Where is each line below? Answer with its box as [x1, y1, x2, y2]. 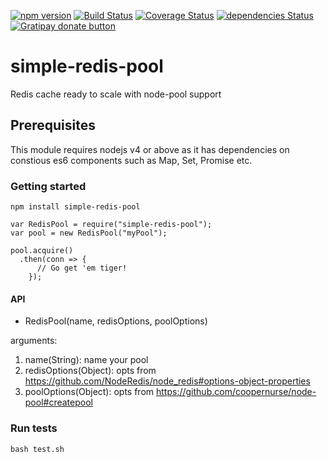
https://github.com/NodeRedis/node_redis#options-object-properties [24, 375, 311, 387]
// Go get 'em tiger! [36, 263, 128, 274]
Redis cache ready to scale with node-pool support [10, 88, 222, 100]
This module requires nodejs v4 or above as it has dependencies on [10, 143, 290, 155]
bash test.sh [10, 444, 65, 454]
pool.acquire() [10, 246, 74, 256]
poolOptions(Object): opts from [24, 386, 155, 398]
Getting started [10, 179, 87, 193]
